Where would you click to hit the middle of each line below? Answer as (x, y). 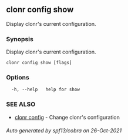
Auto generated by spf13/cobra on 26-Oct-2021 (64, 131)
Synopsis (20, 39)
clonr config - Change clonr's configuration (67, 117)
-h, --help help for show (46, 90)
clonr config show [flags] (39, 63)
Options (18, 78)
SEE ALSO (21, 104)
